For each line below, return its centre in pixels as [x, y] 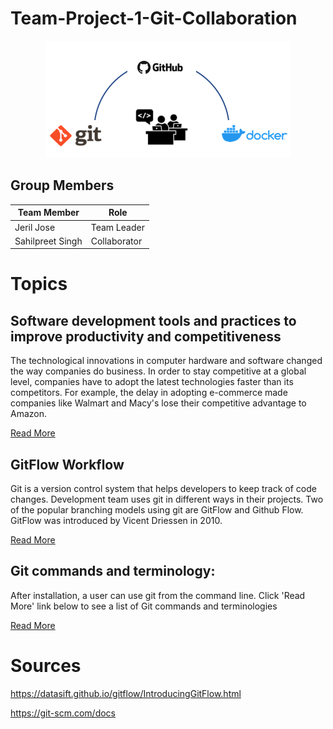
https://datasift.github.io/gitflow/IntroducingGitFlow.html [126, 693]
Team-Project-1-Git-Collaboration [154, 18]
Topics [39, 284]
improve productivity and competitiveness [146, 336]
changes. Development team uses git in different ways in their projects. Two [167, 499]
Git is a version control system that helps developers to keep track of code [163, 489]
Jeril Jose [35, 227]
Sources [46, 666]
